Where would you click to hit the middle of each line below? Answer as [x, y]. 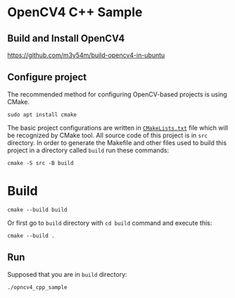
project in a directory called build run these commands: [88, 150]
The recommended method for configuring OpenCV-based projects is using [117, 94]
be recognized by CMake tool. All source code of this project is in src [108, 135]
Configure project [47, 77]
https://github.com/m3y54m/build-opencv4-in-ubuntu [86, 55]
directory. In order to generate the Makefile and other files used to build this [117, 142]
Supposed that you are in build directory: [68, 274]
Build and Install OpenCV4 [66, 38]
